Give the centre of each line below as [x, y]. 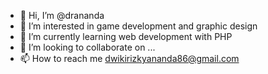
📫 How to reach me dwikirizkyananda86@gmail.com [129, 58]
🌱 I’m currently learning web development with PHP [126, 36]
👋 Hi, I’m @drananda [62, 15]
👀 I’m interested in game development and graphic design [138, 26]
